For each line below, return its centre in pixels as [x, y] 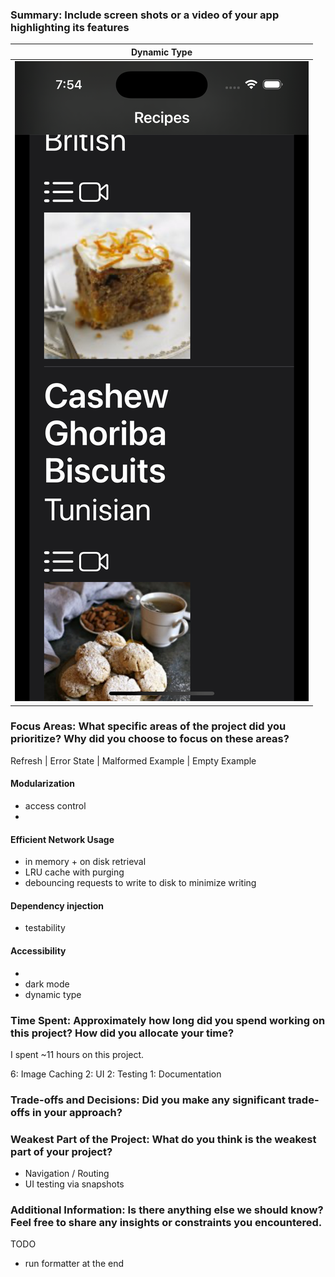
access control [55, 806]
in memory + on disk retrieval [85, 862]
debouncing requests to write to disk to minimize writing [140, 883]
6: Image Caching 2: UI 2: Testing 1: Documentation [116, 1074]
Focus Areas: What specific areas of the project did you [148, 726]
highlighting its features [70, 27]
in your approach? [77, 1112]
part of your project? [61, 1151]
